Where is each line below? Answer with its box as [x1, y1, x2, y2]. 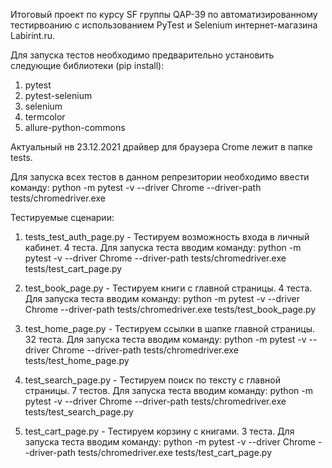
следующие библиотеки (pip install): [10, 60, 165, 71]
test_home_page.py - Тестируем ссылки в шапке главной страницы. [24, 323, 315, 334]
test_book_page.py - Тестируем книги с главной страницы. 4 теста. [24, 282, 313, 294]
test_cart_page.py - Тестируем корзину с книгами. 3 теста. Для [24, 425, 295, 437]
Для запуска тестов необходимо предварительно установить [10, 49, 275, 61]
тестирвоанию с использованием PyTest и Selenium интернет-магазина [10, 19, 318, 31]
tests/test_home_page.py [24, 355, 130, 366]
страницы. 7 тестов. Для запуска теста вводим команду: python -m [24, 385, 313, 396]
